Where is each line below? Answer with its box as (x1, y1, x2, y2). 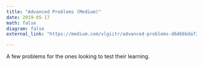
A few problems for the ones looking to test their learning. (6, 53, 150, 60)
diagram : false (6, 25, 45, 32)
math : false (6, 20, 36, 26)
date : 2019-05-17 (6, 14, 50, 20)
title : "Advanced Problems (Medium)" (6, 8, 101, 15)
